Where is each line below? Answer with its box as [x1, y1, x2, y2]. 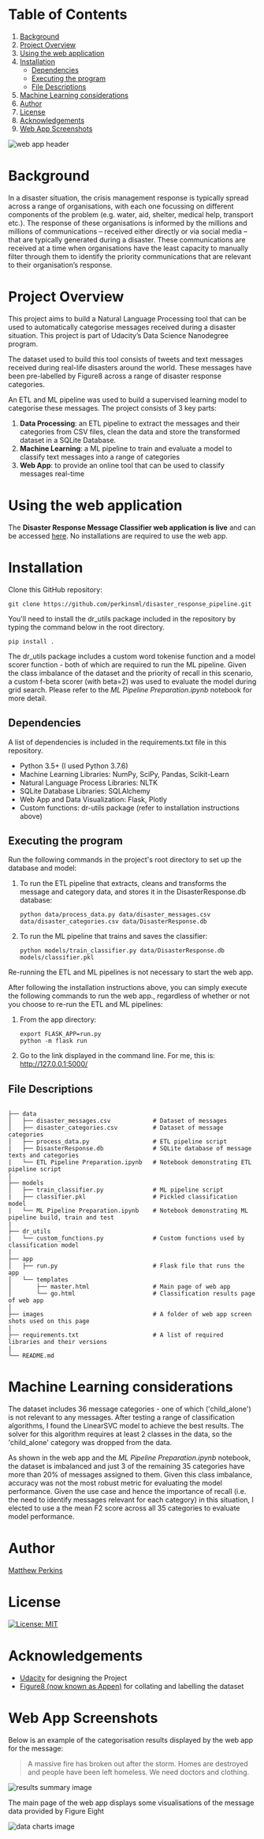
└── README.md [8, 1352, 55, 1360]
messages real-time [19, 468, 85, 479]
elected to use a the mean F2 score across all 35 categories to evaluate [8, 1503, 240, 1513]
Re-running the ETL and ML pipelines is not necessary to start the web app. [8, 967, 254, 977]
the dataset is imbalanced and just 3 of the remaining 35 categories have [8, 1462, 246, 1471]
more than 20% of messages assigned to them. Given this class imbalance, [8, 1470, 253, 1480]
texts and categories [8, 1151, 80, 1160]
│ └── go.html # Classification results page [8, 1289, 256, 1298]
